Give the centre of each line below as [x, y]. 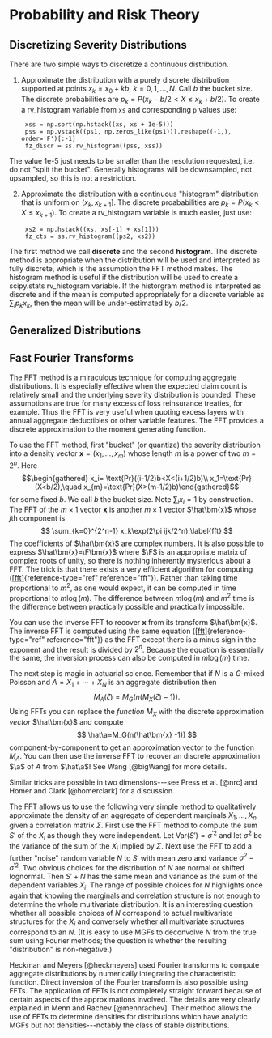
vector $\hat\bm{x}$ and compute [66, 721]
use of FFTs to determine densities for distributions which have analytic [128, 1016]
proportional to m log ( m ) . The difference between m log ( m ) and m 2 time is [132, 597]
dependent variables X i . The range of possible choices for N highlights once [136, 886]
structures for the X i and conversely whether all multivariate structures [127, 922]
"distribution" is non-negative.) [61, 949]
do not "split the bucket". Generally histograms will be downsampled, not [131, 169]
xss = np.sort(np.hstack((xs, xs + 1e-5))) [99, 124]
